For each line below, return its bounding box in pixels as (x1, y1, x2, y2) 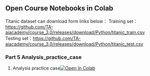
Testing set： (5, 35, 33, 41)
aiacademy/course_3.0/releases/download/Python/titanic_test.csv (5, 41, 143, 47)
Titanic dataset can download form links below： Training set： (5, 18, 138, 24)
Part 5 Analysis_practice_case (5, 53, 82, 60)
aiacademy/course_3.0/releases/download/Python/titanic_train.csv (5, 29, 145, 35)
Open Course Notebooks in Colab (5, 4, 113, 13)
